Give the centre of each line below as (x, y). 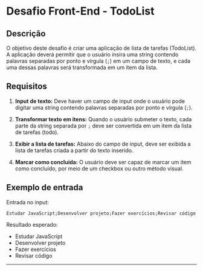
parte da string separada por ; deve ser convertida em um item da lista (103, 125)
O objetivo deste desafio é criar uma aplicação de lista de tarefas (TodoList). (101, 48)
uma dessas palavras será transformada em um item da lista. (82, 67)
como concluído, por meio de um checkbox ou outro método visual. (99, 169)
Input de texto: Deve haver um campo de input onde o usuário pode (100, 101)
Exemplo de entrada (45, 188)
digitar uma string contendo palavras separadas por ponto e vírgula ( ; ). (104, 107)
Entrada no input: (28, 202)
